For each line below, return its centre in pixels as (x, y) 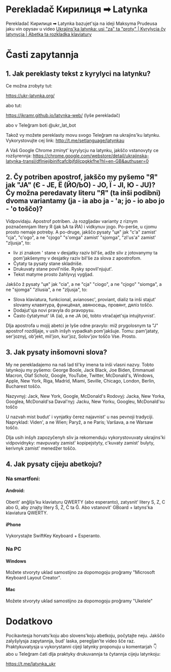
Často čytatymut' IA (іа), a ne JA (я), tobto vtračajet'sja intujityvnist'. (84, 315)
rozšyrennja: (19, 156)
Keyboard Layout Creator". (33, 578)
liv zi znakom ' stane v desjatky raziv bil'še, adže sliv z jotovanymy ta (85, 252)
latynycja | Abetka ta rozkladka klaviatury (49, 34)
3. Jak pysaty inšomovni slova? (56, 352)
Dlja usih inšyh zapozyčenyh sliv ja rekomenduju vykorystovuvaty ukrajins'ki (85, 437)
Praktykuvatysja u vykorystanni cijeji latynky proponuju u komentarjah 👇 (81, 647)
